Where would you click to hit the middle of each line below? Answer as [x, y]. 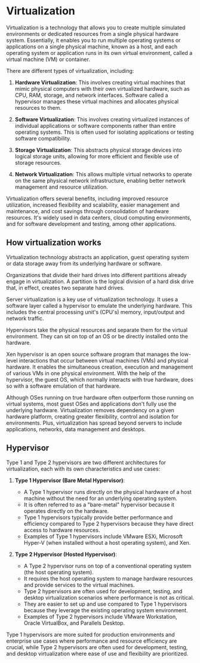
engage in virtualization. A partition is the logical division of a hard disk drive [100, 281]
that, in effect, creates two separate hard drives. [65, 287]
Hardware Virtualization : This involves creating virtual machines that [100, 82]
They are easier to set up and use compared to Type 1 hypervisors [105, 604]
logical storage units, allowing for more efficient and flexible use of [97, 156]
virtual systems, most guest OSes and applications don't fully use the [91, 404]
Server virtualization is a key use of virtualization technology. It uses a [92, 299]
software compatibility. [43, 138]
